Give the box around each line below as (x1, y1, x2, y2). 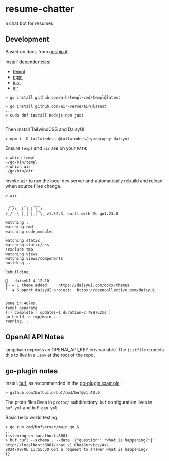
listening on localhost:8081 (5, 433, 68, 439)
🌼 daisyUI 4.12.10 (5, 278, 50, 283)
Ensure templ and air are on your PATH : (5, 145, 88, 151)
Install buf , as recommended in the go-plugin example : (5, 380, 121, 387)
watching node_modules (5, 229, 54, 234)
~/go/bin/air (5, 168, 33, 174)
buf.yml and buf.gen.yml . (5, 405, 59, 411)
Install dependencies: (5, 59, 51, 65)
